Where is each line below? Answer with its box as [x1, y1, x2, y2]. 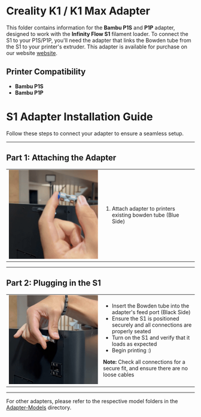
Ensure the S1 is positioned [111, 315, 179, 322]
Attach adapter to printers [111, 205, 175, 212]
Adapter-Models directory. [6, 404, 72, 411]
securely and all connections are [111, 321, 192, 328]
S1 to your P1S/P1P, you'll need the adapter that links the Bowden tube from [6, 36, 191, 44]
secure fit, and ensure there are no [103, 365, 188, 372]
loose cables [103, 371, 135, 378]
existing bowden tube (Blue [111, 211, 179, 219]
